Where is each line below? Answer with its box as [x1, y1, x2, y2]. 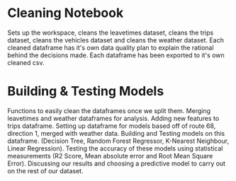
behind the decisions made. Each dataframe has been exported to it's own [7, 51, 225, 59]
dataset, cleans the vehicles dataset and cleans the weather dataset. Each [7, 35, 225, 44]
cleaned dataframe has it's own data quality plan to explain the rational [7, 43, 214, 52]
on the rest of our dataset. [7, 166, 84, 175]
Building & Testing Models [7, 83, 164, 100]
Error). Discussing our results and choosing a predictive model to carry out [7, 159, 225, 168]
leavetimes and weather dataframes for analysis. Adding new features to [7, 114, 220, 122]
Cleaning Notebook [7, 5, 124, 21]
